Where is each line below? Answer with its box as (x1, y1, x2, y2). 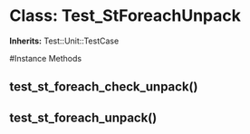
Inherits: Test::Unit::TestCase (9, 35, 120, 46)
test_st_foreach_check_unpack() (9, 79, 198, 95)
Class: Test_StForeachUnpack (9, 5, 242, 26)
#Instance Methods (9, 53, 82, 63)
